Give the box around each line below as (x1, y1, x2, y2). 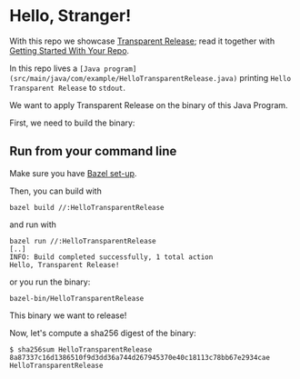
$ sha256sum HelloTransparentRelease (9, 344, 153, 354)
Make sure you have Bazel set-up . (9, 167, 137, 178)
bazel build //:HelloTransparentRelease (9, 203, 165, 212)
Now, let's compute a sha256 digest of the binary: (9, 327, 197, 338)
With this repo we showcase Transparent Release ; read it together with (9, 35, 275, 46)
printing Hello (239, 72, 292, 83)
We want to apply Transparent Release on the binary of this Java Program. (9, 99, 288, 110)
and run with (9, 219, 57, 230)
